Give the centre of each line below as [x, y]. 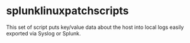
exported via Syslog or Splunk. [44, 33]
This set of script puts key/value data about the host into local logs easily [95, 27]
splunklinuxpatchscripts [67, 11]
